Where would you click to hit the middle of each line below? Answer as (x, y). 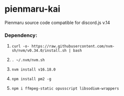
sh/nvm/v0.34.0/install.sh (39, 51)
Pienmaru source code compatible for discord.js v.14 (57, 23)
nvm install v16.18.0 (33, 70)
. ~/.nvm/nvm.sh (28, 60)
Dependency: (21, 35)
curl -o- (21, 47)
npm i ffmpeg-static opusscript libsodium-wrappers (65, 89)
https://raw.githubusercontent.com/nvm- (73, 47)
